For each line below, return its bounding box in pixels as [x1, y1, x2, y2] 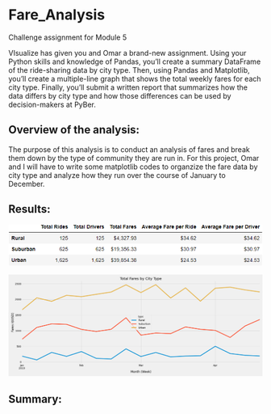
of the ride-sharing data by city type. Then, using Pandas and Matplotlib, [8, 65, 250, 74]
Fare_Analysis [8, 6, 106, 24]
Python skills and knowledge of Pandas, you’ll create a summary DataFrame [8, 57, 261, 66]
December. [8, 179, 45, 188]
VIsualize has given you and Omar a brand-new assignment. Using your [8, 48, 247, 57]
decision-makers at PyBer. [8, 99, 97, 109]
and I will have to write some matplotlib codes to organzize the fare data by [8, 162, 258, 171]
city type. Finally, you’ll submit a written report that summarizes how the [8, 82, 248, 92]
